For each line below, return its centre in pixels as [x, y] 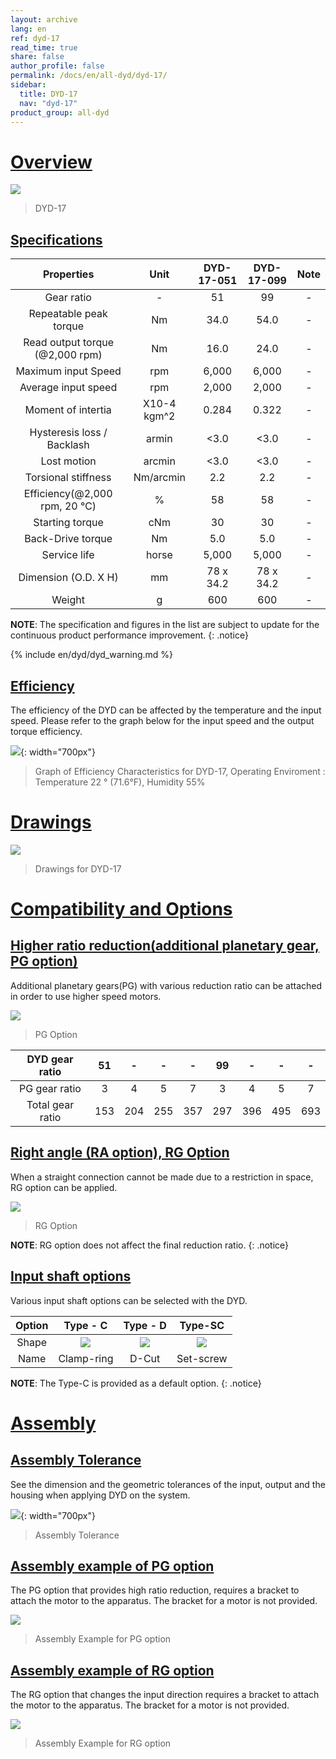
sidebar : [28, 85]
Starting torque [68, 523]
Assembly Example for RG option [103, 1743]
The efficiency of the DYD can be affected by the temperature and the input [166, 710]
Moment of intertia [68, 410]
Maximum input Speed [68, 371]
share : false [37, 57]
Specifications [56, 239]
